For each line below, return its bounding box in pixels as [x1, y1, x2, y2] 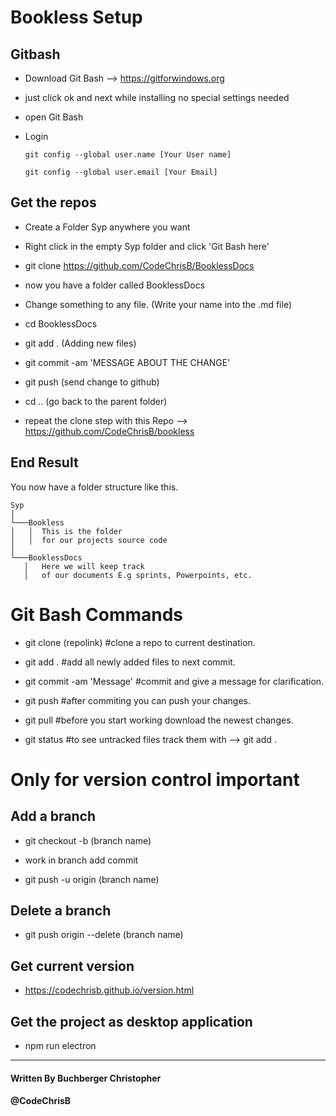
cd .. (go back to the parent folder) [24, 395, 168, 407]
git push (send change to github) [24, 376, 160, 388]
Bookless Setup [10, 6, 143, 29]
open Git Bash [24, 111, 84, 123]
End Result [10, 454, 79, 471]
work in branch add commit [24, 854, 139, 866]
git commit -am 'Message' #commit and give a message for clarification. [24, 675, 325, 687]
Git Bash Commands [10, 603, 184, 626]
